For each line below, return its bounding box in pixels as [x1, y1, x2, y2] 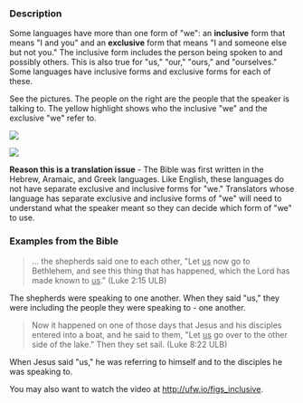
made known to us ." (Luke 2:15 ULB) [31, 274, 167, 285]
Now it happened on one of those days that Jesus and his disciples [31, 320, 282, 331]
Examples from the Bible [9, 235, 119, 247]
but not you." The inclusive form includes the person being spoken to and [9, 47, 283, 58]
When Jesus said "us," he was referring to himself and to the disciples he [9, 356, 283, 367]
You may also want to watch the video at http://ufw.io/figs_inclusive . [9, 383, 264, 394]
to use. [9, 212, 35, 224]
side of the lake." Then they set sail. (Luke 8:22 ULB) [31, 339, 228, 350]
